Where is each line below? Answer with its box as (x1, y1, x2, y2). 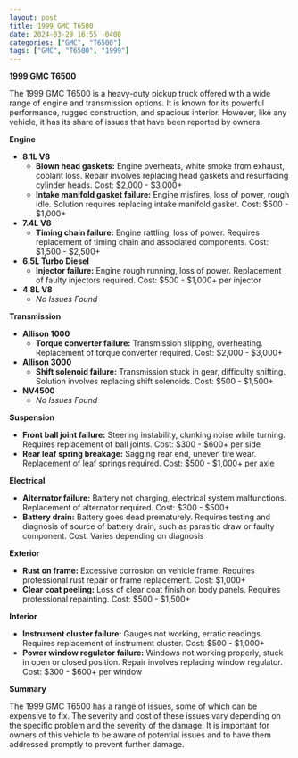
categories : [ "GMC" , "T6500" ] (9, 38, 122, 47)
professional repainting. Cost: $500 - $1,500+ (21, 594, 191, 604)
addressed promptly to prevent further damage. (9, 739, 185, 750)
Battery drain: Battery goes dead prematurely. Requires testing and (21, 511, 270, 523)
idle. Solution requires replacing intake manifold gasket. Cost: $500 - (35, 198, 289, 210)
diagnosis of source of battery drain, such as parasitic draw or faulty (21, 521, 275, 532)
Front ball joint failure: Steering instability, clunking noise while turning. (21, 430, 286, 441)
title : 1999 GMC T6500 (9, 21, 94, 30)
